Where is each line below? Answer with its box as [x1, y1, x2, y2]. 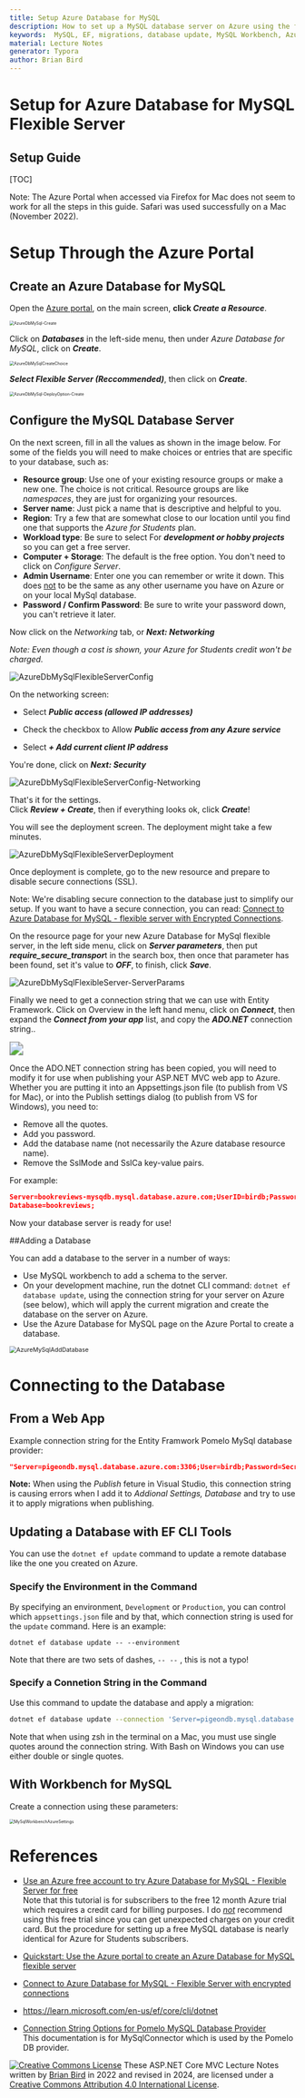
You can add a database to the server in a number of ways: [9, 1252, 231, 1263]
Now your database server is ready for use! [9, 1217, 172, 1228]
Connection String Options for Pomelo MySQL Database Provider [22, 2023, 266, 2034]
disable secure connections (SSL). [9, 876, 138, 887]
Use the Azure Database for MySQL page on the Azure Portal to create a [22, 1318, 295, 1329]
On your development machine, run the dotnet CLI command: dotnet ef [22, 1279, 291, 1290]
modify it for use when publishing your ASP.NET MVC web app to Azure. [9, 1072, 280, 1083]
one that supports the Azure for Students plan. [22, 522, 197, 533]
